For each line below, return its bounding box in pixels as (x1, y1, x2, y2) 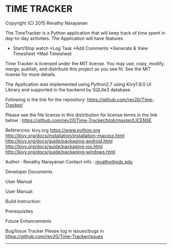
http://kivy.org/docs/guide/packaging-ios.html (5, 143, 103, 150)
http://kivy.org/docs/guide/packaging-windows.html (5, 148, 116, 155)
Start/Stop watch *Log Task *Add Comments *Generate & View (12, 45, 148, 51)
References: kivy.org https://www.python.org (5, 127, 100, 133)
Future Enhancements (5, 218, 52, 224)
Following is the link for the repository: (5, 96, 86, 103)
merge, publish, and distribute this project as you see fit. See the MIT (5, 66, 151, 72)
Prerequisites (5, 208, 33, 214)
